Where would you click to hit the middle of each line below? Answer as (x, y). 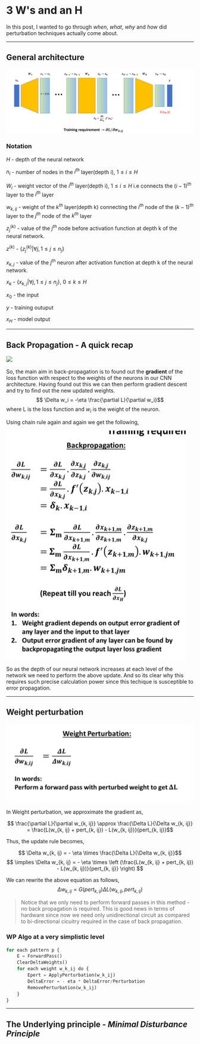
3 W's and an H (44, 10)
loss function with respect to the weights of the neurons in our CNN (89, 378)
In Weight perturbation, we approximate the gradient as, (75, 812)
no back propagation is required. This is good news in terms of (98, 909)
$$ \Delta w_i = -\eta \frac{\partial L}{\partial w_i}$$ (100, 400)
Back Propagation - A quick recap (70, 345)
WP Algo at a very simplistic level (55, 937)
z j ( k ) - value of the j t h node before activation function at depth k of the (92, 228)
